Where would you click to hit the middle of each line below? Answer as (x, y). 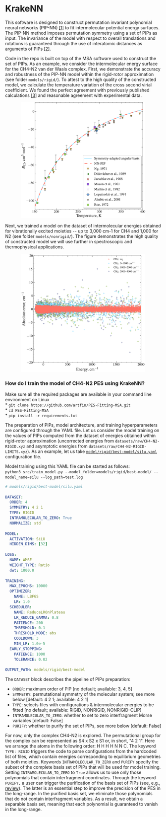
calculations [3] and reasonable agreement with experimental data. (74, 95)
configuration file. (23, 456)
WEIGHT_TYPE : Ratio (30, 565)
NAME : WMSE (21, 560)
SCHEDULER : (21, 607)
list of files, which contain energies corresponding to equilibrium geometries (83, 757)
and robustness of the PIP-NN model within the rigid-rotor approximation (80, 74)
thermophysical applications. (35, 247)
